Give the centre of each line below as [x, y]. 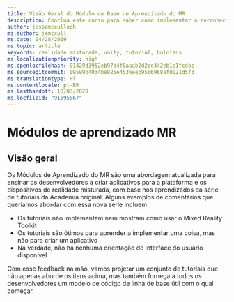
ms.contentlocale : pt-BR [43, 85]
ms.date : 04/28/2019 [37, 40]
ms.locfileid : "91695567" [45, 98]
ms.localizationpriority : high [53, 59]
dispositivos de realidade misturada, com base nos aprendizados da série [113, 190]
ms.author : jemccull [37, 33]
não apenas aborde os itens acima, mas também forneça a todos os [104, 276]
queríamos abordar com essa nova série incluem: [78, 204]
